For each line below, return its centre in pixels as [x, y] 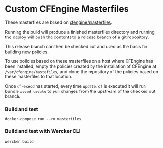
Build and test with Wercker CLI [43, 131]
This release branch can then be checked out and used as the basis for [76, 46]
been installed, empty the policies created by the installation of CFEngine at [81, 66]
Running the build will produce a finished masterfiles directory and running [80, 32]
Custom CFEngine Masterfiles [67, 9]
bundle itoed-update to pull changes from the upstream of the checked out [80, 91]
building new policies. [27, 52]
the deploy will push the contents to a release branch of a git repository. [77, 37]
